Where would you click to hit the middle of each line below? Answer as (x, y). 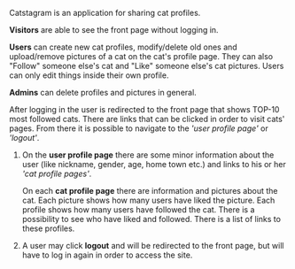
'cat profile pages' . (57, 173)
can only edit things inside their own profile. (89, 75)
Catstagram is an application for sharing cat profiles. (105, 13)
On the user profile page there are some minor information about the (148, 155)
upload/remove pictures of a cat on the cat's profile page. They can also (141, 56)
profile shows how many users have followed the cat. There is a (138, 210)
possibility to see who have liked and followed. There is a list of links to (151, 219)
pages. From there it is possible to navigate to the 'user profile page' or (139, 128)
